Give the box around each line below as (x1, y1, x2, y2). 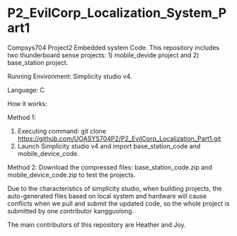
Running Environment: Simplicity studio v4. (7, 72, 132, 81)
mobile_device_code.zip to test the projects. (7, 170, 136, 179)
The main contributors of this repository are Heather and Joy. (7, 220, 186, 229)
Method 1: (7, 113, 37, 122)
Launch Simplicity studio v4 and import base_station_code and (17, 141, 201, 150)
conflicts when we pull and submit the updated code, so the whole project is (7, 199, 230, 208)
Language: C (7, 85, 45, 94)
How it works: (7, 99, 48, 107)
